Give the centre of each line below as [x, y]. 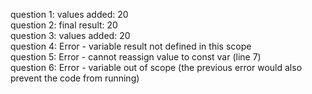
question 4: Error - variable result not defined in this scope [131, 46]
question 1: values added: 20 [69, 14]
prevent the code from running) [75, 78]
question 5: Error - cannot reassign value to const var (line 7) [136, 57]
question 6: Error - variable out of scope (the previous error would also [156, 67]
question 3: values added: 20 [70, 35]
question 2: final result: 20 [64, 25]
